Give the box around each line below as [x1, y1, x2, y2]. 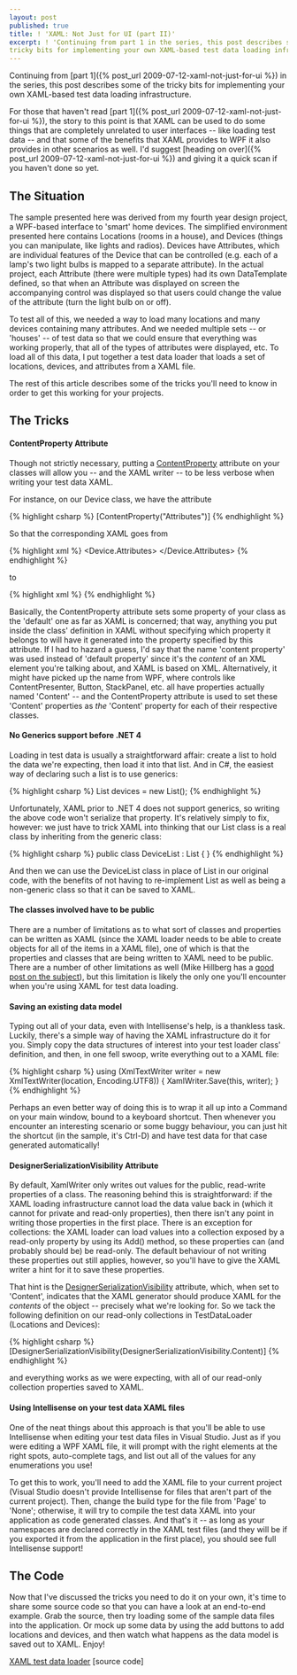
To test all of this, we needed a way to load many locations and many [9, 314, 261, 324]
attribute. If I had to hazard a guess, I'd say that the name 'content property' [9, 643, 286, 654]
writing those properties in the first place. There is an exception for [9, 1218, 254, 1228]
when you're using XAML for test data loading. [9, 980, 179, 991]
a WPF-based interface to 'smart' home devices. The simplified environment [9, 221, 288, 231]
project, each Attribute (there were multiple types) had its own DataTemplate [9, 268, 287, 279]
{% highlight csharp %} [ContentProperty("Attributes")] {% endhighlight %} [9, 510, 285, 521]
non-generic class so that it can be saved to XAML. [9, 884, 196, 895]
